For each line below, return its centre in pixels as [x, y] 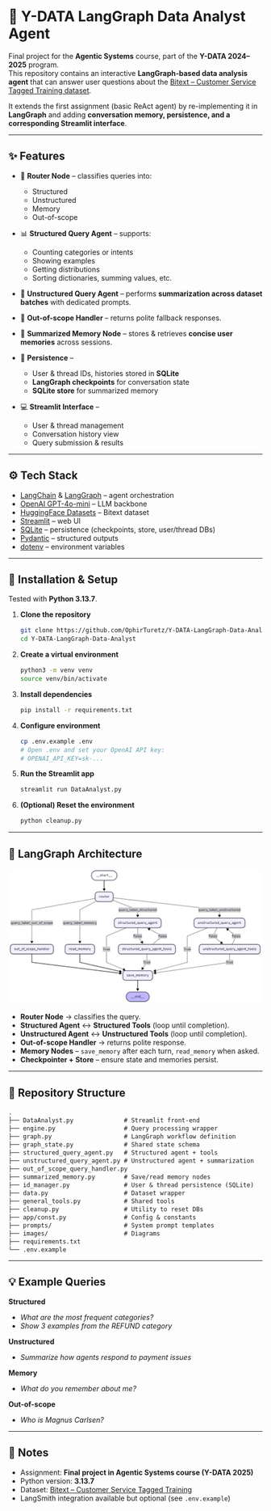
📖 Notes [29, 1453]
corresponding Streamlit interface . [68, 123]
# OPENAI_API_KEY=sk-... [62, 758]
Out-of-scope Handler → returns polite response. [103, 1043]
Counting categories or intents [83, 252]
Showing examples [63, 260]
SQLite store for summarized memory [95, 390]
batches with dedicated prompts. [75, 302]
